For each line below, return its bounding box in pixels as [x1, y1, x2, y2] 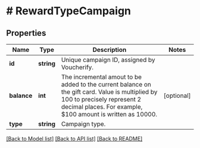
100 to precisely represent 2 [61, 95, 142, 103]
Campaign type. [61, 120, 106, 128]
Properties [6, 28, 46, 38]
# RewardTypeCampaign [6, 4, 132, 18]
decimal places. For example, [61, 103, 143, 111]
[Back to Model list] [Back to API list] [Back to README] [6, 135, 143, 142]
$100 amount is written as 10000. [61, 110, 158, 118]
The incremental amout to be [61, 73, 142, 81]
